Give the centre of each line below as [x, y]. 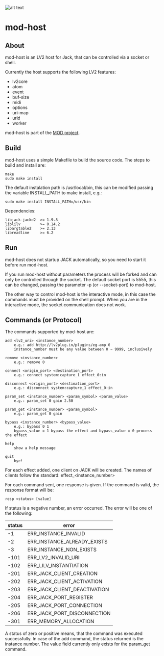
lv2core [20, 81]
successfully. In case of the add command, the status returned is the [74, 639]
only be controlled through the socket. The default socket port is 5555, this [81, 279]
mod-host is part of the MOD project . [42, 133]
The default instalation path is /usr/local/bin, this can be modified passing [79, 187]
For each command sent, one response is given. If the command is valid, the [82, 485]
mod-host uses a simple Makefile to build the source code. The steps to [78, 160]
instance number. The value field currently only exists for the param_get [78, 644]
